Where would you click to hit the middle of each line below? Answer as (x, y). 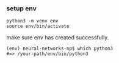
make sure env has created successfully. (58, 38)
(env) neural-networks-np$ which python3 (60, 49)
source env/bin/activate (38, 26)
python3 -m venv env (33, 21)
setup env (21, 8)
